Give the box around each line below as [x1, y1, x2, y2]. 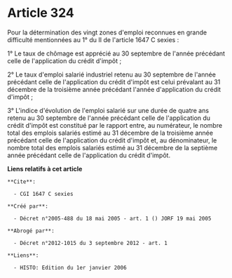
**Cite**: [7, 178, 36, 185]
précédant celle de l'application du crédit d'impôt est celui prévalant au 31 [7, 77, 221, 86]
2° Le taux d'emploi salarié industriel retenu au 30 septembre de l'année [7, 70, 216, 79]
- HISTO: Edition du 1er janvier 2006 [13, 264, 128, 271]
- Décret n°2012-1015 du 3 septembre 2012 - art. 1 [13, 239, 168, 246]
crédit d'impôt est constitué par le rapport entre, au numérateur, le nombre [7, 121, 223, 129]
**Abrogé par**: [7, 227, 55, 234]
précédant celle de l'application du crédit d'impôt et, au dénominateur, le [7, 135, 217, 145]
